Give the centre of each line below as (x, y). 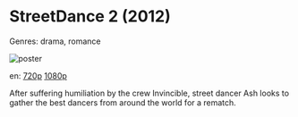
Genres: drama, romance (55, 41)
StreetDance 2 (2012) (90, 17)
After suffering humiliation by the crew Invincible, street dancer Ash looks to (149, 93)
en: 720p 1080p (38, 75)
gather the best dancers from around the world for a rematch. (123, 102)
